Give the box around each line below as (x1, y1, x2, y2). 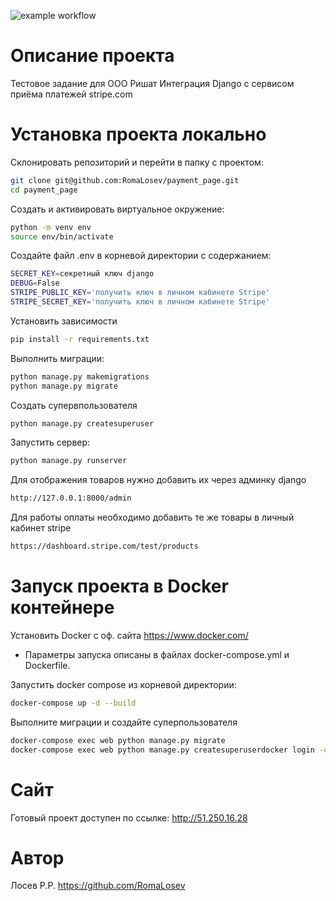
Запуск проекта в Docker (10, 575, 229, 598)
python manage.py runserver (10, 456, 128, 466)
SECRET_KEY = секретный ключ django (10, 269, 155, 279)
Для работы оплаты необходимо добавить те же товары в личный (10, 511, 295, 524)
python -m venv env (10, 222, 92, 232)
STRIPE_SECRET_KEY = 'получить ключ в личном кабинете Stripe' (10, 297, 271, 307)
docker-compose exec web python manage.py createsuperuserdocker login (10, 745, 315, 755)
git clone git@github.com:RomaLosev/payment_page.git (10, 175, 240, 185)
